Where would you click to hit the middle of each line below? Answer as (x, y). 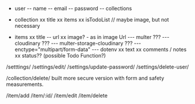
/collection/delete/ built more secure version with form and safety (85, 78)
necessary (27, 26)
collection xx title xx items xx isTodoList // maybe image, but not (92, 19)
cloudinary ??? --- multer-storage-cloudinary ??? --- (78, 43)
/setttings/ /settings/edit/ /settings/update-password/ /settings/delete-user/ (97, 67)
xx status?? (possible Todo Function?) (60, 55)
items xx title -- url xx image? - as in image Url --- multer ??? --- (92, 37)
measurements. (25, 84)
